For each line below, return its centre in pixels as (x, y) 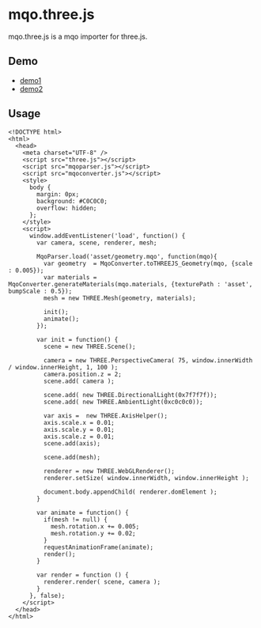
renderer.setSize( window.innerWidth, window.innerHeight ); (146, 478)
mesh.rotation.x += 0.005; (95, 526)
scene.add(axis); (72, 443)
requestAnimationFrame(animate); (98, 547)
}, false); (47, 596)
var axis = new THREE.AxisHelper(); (106, 416)
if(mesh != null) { (76, 520)
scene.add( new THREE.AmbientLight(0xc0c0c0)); (123, 402)
